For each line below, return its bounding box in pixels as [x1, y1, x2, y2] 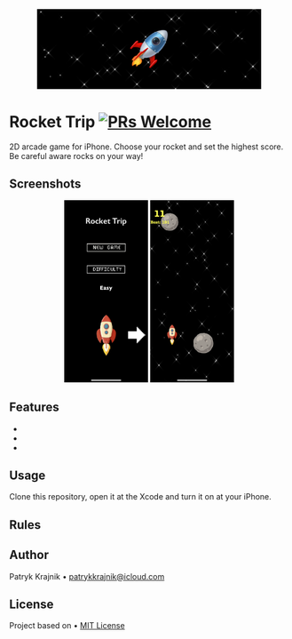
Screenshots [9, 177, 82, 192]
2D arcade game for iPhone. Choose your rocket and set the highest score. [9, 141, 284, 152]
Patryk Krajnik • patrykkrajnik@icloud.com [9, 571, 165, 581]
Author [9, 547, 49, 563]
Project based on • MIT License [9, 620, 126, 631]
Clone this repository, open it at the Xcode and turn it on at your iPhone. [9, 491, 272, 502]
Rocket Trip [9, 111, 96, 132]
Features [9, 400, 59, 415]
